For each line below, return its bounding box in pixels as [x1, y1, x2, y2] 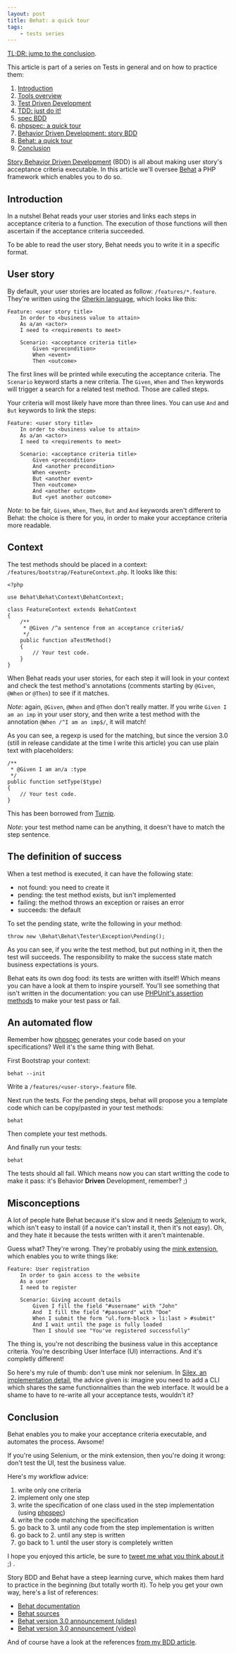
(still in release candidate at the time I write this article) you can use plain [7, 738, 219, 747]
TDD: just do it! [17, 106, 61, 115]
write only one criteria [17, 1485, 82, 1494]
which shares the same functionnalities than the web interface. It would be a [7, 1383, 229, 1392]
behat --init [7, 1070, 46, 1077]
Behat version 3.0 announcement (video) [17, 1624, 137, 1633]
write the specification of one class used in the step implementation [17, 1501, 215, 1509]
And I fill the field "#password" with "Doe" [32, 1309, 172, 1316]
